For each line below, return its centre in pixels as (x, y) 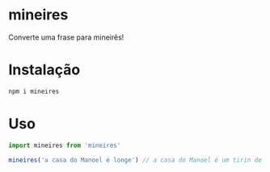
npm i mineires (34, 91)
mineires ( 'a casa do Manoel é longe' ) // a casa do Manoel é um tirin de (135, 160)
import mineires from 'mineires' (65, 145)
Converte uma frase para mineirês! (66, 37)
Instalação (44, 70)
